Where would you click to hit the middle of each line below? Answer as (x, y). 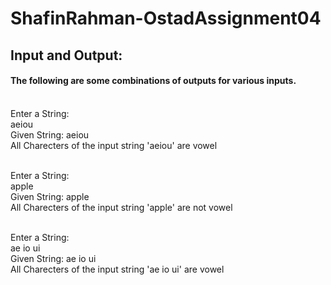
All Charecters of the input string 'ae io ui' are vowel (117, 269)
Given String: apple (50, 196)
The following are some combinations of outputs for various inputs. (153, 81)
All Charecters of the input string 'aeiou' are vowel (114, 145)
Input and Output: (66, 55)
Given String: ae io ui (53, 258)
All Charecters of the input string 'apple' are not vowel (121, 207)
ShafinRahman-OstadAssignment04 (166, 18)
